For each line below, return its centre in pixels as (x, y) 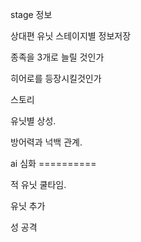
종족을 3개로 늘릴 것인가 (57, 57)
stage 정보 (31, 14)
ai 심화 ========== (53, 163)
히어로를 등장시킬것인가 (56, 78)
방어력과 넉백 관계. (46, 142)
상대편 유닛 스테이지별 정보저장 (71, 36)
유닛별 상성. (33, 121)
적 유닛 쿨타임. (38, 184)
